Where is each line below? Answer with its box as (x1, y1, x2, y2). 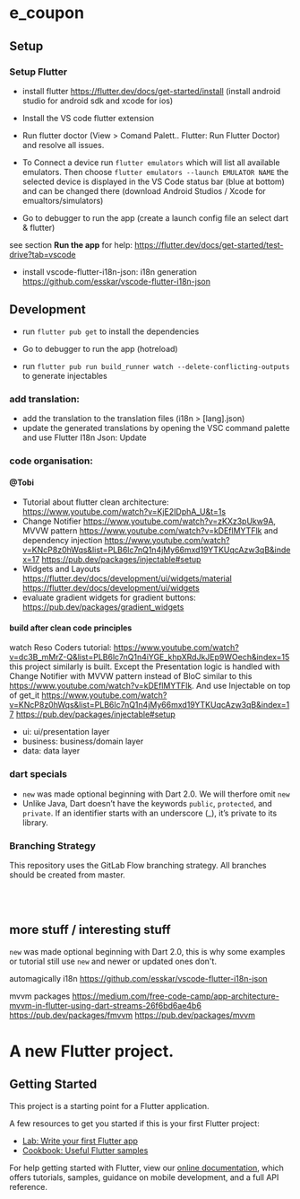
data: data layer (21, 745, 81, 756)
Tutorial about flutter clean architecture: (21, 497, 169, 507)
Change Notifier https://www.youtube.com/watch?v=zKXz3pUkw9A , (21, 516, 276, 527)
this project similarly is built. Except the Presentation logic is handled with (9, 661, 280, 672)
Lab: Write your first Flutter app (21, 1135, 139, 1146)
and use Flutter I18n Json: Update (21, 432, 147, 443)
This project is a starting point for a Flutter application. (9, 1100, 210, 1111)
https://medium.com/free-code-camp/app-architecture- (72, 991, 279, 1001)
